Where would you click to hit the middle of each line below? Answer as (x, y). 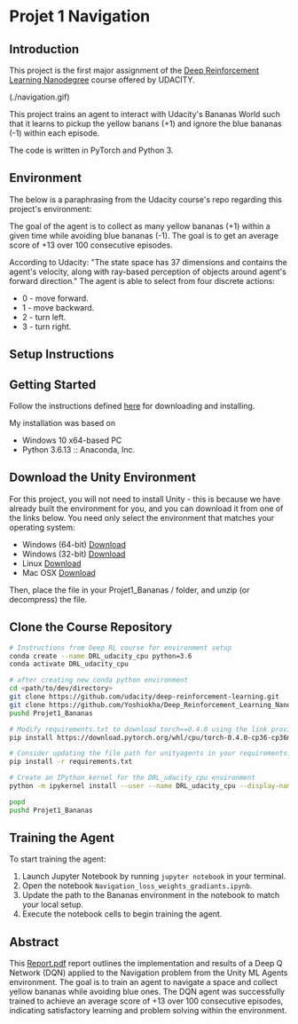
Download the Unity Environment (103, 478)
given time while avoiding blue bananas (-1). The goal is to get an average (144, 235)
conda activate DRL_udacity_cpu (69, 664)
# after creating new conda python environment (99, 681)
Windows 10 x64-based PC (72, 440)
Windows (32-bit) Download (74, 554)
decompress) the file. (48, 599)
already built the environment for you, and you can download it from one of (146, 508)
